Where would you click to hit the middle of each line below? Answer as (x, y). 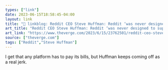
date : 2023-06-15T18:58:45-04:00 (40, 14)
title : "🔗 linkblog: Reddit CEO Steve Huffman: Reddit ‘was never (76, 24)
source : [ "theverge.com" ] (32, 38)
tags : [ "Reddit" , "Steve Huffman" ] (41, 42)
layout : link (19, 19)
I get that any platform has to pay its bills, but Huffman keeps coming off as (82, 56)
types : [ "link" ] (22, 10)
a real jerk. (16, 62)
